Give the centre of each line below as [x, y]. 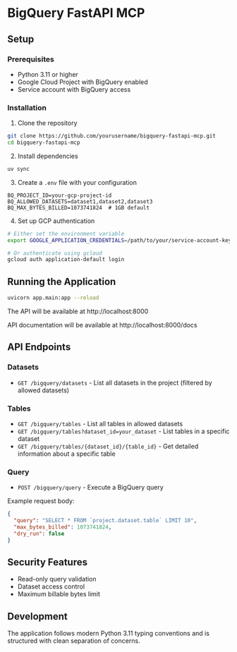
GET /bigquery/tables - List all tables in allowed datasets [100, 423]
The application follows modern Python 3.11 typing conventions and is [109, 634]
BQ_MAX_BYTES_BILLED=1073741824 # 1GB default [79, 207]
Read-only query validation [57, 579]
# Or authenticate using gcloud [55, 253]
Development [38, 616]
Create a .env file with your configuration [77, 182]
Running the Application [62, 281]
